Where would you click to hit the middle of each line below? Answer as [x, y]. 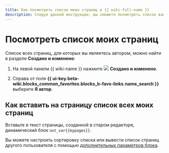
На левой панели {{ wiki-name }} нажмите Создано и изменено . [85, 69]
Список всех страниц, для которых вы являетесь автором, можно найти [83, 53]
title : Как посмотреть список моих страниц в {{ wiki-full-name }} [77, 10]
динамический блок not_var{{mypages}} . [48, 130]
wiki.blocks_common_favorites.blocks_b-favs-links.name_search [83, 84]
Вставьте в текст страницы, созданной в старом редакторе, [70, 125]
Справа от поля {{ [32, 79]
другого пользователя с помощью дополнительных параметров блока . [82, 145]
